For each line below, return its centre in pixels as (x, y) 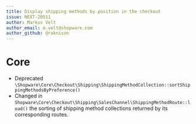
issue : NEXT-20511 (28, 17)
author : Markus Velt (31, 22)
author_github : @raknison (37, 33)
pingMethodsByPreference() (47, 90)
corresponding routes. (42, 115)
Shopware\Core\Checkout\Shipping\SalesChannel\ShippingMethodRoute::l (102, 103)
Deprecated (29, 78)
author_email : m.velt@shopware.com (49, 28)
